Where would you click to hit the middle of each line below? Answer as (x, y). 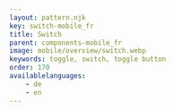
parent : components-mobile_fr (66, 43)
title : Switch (36, 34)
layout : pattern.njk (48, 17)
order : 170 (30, 68)
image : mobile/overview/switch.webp (78, 51)
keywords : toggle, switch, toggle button (88, 59)
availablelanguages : (48, 76)
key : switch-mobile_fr (52, 26)
